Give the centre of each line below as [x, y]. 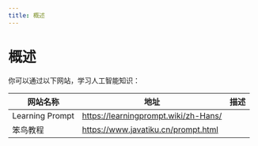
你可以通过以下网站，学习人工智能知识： [74, 80]
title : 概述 [27, 15]
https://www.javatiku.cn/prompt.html [150, 129]
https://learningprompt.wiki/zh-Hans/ [152, 115]
